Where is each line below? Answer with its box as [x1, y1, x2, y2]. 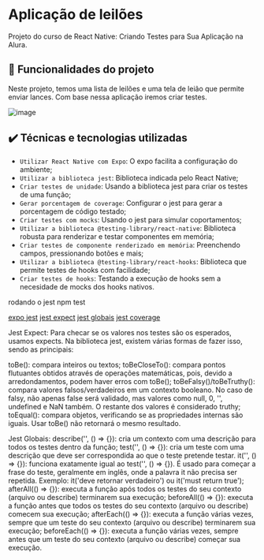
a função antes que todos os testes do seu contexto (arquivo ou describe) [8, 501, 249, 510]
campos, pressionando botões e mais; [19, 248, 144, 258]
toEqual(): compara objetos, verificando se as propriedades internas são [8, 410, 244, 420]
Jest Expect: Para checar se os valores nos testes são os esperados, [8, 327, 232, 337]
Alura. [8, 39, 28, 49]
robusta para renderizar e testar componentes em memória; [19, 231, 214, 241]
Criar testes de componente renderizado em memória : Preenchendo [19, 240, 240, 249]
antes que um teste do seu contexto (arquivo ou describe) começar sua [8, 534, 241, 543]
